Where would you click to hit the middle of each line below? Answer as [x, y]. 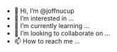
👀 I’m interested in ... [44, 18]
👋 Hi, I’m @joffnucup [44, 11]
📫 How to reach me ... [47, 41]
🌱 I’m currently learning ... [52, 26]
